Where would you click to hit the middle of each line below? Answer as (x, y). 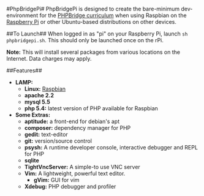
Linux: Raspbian (45, 89)
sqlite (32, 160)
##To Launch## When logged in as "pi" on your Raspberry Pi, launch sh (97, 34)
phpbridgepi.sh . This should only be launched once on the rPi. (85, 40)
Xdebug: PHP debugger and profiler (70, 187)
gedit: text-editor (46, 134)
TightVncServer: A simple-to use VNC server (82, 167)
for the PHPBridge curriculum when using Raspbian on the (113, 15)
